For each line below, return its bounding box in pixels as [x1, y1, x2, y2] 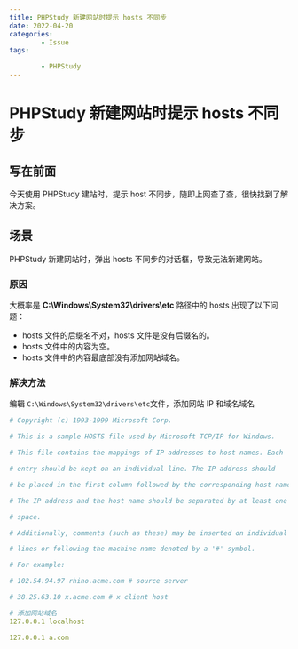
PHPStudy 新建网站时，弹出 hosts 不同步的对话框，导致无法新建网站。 [9, 253, 268, 264]
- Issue [41, 37, 69, 47]
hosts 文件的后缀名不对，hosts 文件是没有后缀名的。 [21, 330, 215, 341]
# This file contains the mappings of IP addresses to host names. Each [9, 448, 284, 458]
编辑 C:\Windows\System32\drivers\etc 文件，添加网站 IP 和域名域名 [9, 398, 255, 409]
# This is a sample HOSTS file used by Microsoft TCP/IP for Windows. [9, 432, 276, 441]
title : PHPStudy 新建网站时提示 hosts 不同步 [9, 12, 167, 22]
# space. [9, 512, 42, 521]
